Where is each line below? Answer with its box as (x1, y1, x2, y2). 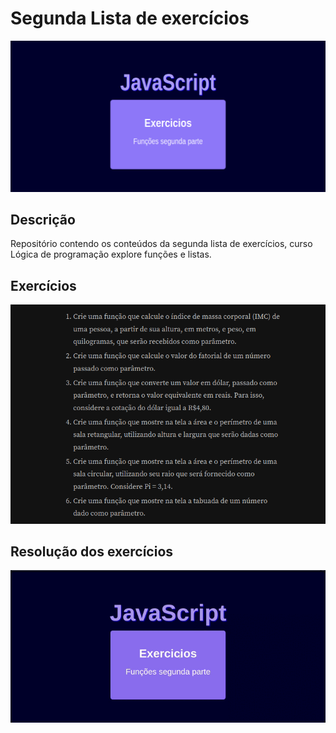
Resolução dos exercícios (10, 543, 174, 560)
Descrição (10, 211, 76, 228)
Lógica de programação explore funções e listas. (10, 248, 212, 261)
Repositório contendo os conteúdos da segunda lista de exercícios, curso (10, 238, 313, 250)
